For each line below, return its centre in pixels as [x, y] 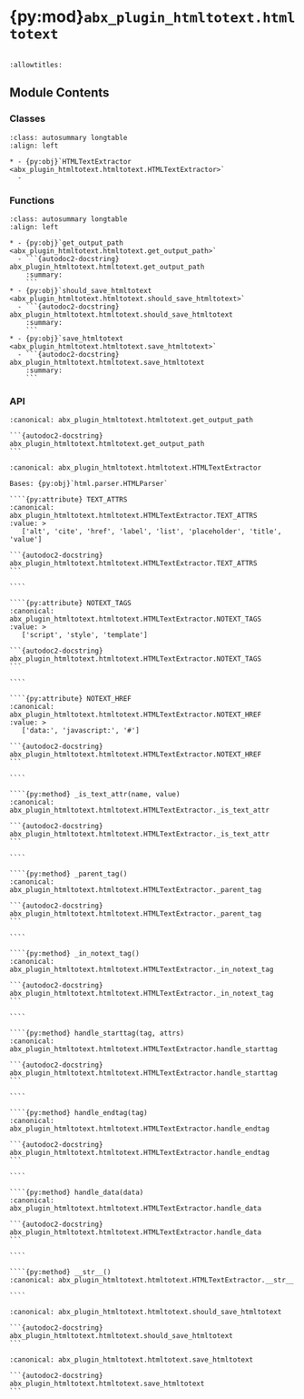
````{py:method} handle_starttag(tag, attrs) [97, 1034]
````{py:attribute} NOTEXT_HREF [70, 699]
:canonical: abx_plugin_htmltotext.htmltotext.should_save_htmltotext [146, 1313]
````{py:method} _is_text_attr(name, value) [95, 795]
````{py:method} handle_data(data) [77, 1193]
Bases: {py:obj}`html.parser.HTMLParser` [89, 484]
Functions [32, 200]
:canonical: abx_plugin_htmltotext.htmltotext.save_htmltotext [132, 1360]
